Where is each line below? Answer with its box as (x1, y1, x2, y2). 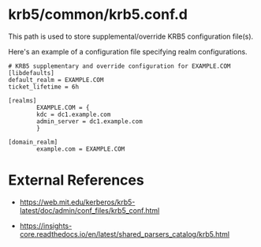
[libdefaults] (8, 69, 55, 77)
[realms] (8, 96, 37, 104)
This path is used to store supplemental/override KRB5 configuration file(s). (8, 32, 254, 41)
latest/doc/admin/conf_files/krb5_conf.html (19, 205, 160, 215)
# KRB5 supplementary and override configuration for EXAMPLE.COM (8, 62, 231, 70)
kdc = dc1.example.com (36, 110, 111, 118)
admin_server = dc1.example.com (36, 117, 144, 125)
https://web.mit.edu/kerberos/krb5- (19, 197, 136, 207)
